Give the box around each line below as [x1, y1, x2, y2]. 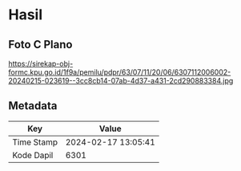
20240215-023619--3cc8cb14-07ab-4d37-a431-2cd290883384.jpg [8, 76, 234, 85]
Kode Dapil [12, 149, 54, 161]
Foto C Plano [8, 38, 73, 51]
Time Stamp [12, 136, 58, 148]
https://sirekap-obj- [8, 59, 74, 68]
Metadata [8, 99, 58, 113]
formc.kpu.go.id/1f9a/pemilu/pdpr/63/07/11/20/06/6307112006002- [8, 67, 231, 77]
